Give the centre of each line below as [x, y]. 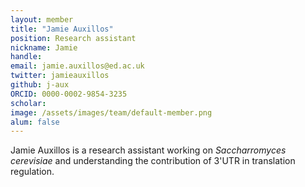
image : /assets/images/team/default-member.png [111, 112]
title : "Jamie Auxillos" [62, 29]
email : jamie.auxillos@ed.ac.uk [77, 66]
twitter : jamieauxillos [60, 76]
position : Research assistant [73, 38]
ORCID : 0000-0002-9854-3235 [69, 94]
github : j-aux [40, 85]
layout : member [42, 19]
